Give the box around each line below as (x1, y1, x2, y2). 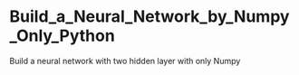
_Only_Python (9, 25, 115, 46)
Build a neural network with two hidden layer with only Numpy (9, 55, 241, 66)
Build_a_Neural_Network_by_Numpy (9, 6, 290, 27)
